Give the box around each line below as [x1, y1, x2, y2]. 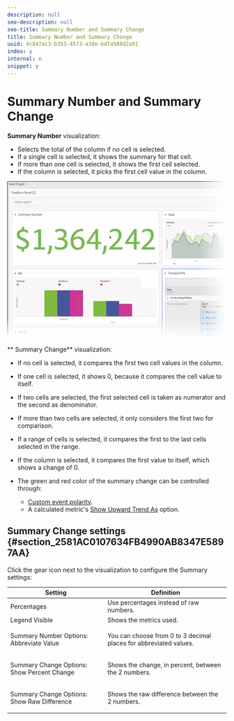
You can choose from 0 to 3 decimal [107, 631, 212, 639]
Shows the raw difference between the [107, 690, 219, 699]
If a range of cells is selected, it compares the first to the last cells [17, 434, 207, 443]
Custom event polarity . [27, 497, 93, 506]
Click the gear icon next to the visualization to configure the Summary [7, 566, 208, 574]
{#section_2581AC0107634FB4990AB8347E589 [7, 536, 224, 548]
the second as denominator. [17, 400, 98, 409]
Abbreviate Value [10, 639, 59, 647]
